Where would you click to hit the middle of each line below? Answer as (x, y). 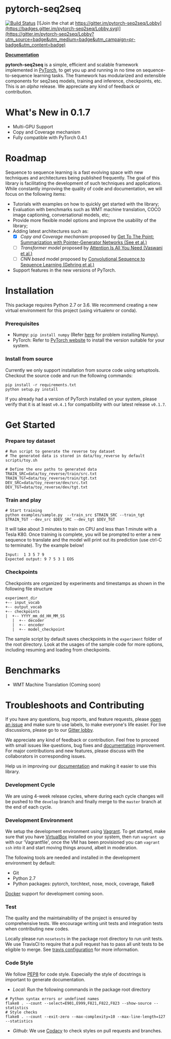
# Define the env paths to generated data (51, 469)
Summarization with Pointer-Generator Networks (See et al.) (83, 242)
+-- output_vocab (24, 607)
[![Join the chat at (55, 23)
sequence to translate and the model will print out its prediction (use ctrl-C (84, 540)
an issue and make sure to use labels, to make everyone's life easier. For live (86, 725)
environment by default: (30, 863)
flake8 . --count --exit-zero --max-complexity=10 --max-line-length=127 (86, 1017)
